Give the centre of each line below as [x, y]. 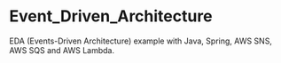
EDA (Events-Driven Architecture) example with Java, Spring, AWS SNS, [141, 41]
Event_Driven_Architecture [111, 16]
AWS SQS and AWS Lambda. [62, 50]
